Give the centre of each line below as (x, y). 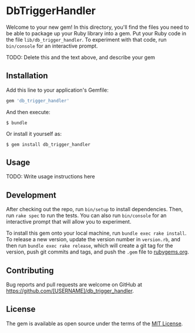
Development (31, 195)
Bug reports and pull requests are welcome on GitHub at (74, 285)
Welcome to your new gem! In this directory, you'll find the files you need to (97, 27)
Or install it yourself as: (34, 134)
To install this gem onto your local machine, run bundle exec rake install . (96, 233)
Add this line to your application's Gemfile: (57, 90)
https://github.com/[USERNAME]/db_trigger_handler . (70, 291)
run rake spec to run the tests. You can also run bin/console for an (86, 215)
